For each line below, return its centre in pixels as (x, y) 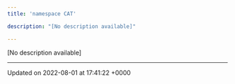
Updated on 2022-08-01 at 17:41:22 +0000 (69, 72)
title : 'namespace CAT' (42, 14)
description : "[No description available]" (72, 26)
